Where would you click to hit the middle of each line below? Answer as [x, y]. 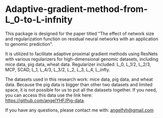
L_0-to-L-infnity [39, 20]
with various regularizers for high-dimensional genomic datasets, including [82, 59]
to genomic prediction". [29, 44]
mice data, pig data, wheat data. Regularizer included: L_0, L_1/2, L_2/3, [78, 64]
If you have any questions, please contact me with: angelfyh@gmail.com [80, 110]
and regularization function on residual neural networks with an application [82, 39]
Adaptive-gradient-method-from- [77, 9]
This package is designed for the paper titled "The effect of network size [80, 33]
